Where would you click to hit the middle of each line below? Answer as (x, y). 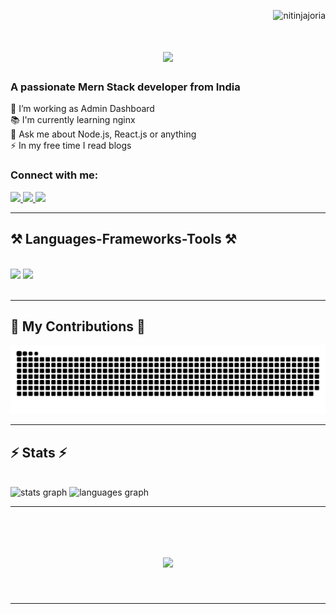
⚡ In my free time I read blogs (71, 146)
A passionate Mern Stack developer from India (125, 87)
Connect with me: (54, 175)
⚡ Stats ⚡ (39, 452)
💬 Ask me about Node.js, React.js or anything (103, 134)
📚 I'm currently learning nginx (73, 120)
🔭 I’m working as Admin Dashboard (82, 109)
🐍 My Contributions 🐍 (78, 326)
